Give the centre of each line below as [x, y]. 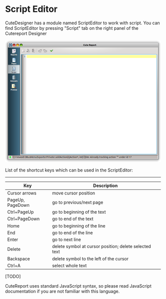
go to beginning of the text [79, 212]
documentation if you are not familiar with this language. [62, 292]
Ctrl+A [14, 265]
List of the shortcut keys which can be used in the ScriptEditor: [69, 170]
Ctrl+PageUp [21, 212]
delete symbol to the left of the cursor [90, 258]
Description [105, 186]
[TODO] [13, 277]
